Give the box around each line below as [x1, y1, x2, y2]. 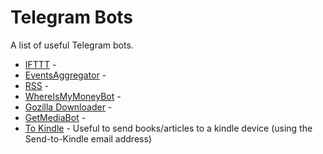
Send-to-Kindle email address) [24, 132, 152, 145]
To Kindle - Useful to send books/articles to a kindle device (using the [24, 122, 313, 134]
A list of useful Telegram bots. [10, 39, 134, 51]
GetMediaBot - [24, 111, 87, 123]
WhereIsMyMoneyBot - [24, 90, 122, 102]
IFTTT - [24, 58, 57, 70]
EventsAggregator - [24, 69, 107, 81]
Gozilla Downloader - [24, 101, 113, 113]
